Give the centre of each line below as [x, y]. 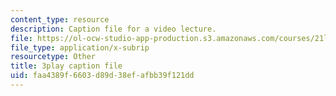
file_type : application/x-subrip [80, 47]
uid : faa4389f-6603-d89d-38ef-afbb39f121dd [102, 76]
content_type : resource [60, 19]
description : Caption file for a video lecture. [113, 29]
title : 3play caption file [66, 66]
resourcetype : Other [53, 57]
